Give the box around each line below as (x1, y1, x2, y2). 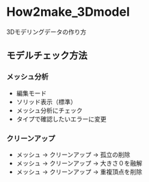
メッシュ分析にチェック (16, 106, 83, 114)
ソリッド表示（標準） (16, 98, 77, 106)
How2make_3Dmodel (6, 4, 131, 20)
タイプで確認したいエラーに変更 (16, 115, 107, 123)
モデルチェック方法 (6, 49, 87, 62)
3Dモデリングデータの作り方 (6, 27, 87, 36)
